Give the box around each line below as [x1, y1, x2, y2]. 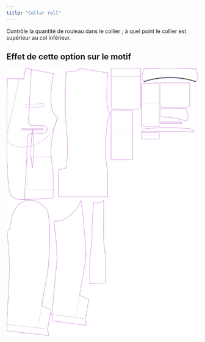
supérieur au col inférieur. [6, 34, 71, 41]
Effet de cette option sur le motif [6, 52, 132, 62]
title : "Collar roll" [6, 10, 62, 16]
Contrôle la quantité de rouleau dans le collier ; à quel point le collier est [6, 27, 187, 35]
